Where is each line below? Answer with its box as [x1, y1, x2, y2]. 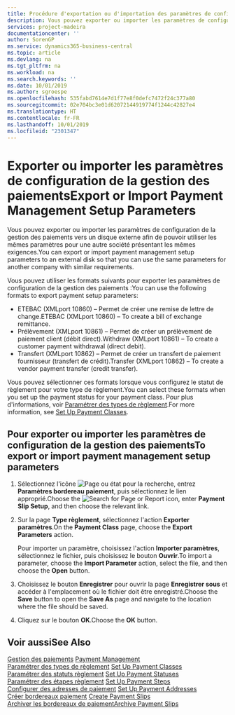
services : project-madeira [7, 23, 86, 30]
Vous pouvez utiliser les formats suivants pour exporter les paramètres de [7, 276, 220, 285]
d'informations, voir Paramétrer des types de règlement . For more [7, 400, 195, 409]
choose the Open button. [17, 566, 90, 575]
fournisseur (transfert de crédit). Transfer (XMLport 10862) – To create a [17, 357, 224, 365]
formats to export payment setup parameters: [7, 292, 138, 300]
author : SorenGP [7, 36, 55, 43]
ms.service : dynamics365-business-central [7, 43, 133, 50]
